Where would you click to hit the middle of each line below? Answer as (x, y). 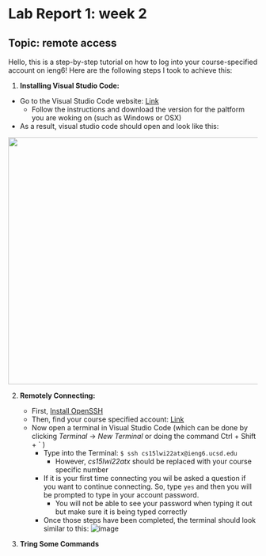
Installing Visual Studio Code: (70, 85)
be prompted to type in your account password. (121, 495)
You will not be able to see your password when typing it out (154, 503)
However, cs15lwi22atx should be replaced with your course (153, 461)
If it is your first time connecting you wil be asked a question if (145, 478)
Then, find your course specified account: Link (108, 419)
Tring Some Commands (59, 544)
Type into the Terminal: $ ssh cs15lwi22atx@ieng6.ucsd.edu (140, 453)
